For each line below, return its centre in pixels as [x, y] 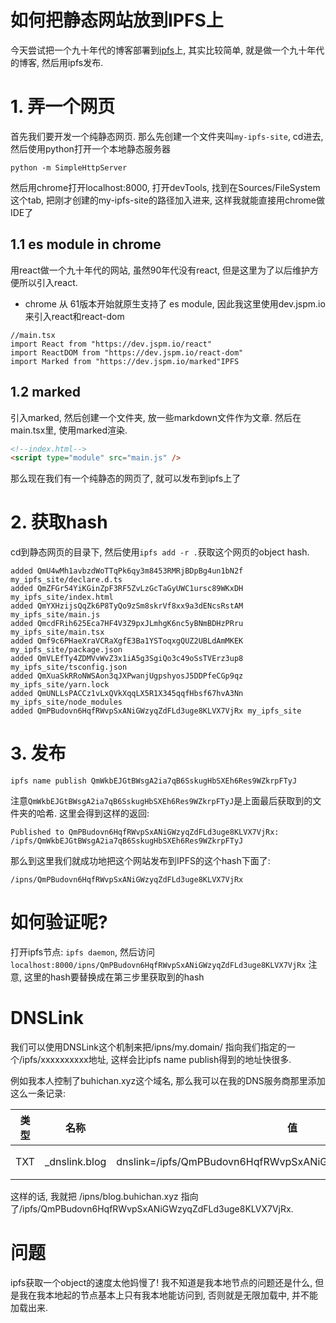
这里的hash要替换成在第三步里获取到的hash [114, 977]
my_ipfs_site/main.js [55, 615]
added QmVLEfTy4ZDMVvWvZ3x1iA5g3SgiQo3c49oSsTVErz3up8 [127, 659]
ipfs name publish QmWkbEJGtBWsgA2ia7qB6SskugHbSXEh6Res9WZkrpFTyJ [154, 781]
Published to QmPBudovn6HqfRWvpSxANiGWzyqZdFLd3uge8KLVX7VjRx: [145, 832]
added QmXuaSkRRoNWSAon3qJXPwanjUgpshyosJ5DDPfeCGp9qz [127, 676]
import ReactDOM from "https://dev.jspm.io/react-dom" [127, 352]
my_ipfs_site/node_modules [66, 702]
